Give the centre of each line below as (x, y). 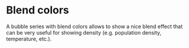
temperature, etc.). (29, 39)
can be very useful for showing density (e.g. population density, (84, 32)
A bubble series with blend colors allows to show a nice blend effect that (94, 26)
